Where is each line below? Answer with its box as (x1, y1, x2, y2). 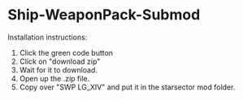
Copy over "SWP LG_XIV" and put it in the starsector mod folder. (19, 82, 236, 92)
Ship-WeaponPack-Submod (7, 6, 201, 24)
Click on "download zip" (19, 56, 101, 66)
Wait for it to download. (19, 65, 98, 74)
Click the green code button (19, 48, 114, 57)
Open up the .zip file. (19, 73, 90, 83)
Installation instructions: (7, 32, 88, 42)
